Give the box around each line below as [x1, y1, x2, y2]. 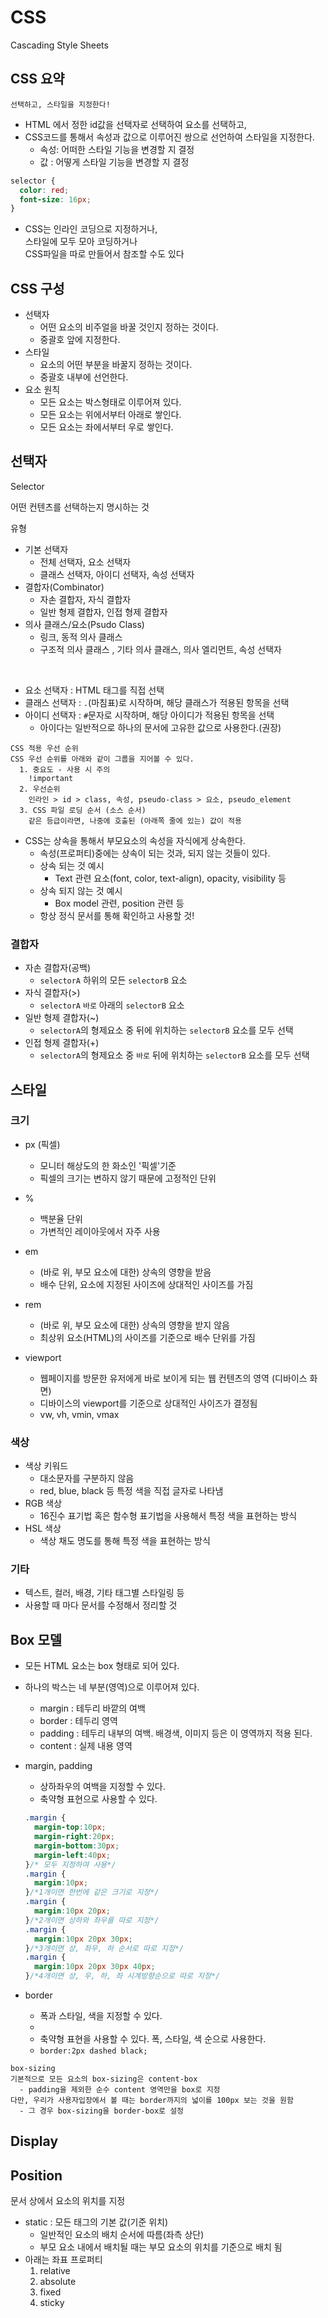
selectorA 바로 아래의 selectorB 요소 [39, 999, 185, 1011]
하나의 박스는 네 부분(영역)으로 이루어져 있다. [24, 1681, 200, 1693]
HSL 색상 [24, 1522, 62, 1535]
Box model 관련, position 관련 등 [54, 897, 185, 909]
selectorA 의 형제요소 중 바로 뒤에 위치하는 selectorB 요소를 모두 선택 [39, 1049, 310, 1061]
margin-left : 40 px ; [34, 1850, 111, 1860]
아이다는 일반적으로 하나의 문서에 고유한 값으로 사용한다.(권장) [39, 721, 282, 733]
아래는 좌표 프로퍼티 [24, 2254, 103, 2266]
